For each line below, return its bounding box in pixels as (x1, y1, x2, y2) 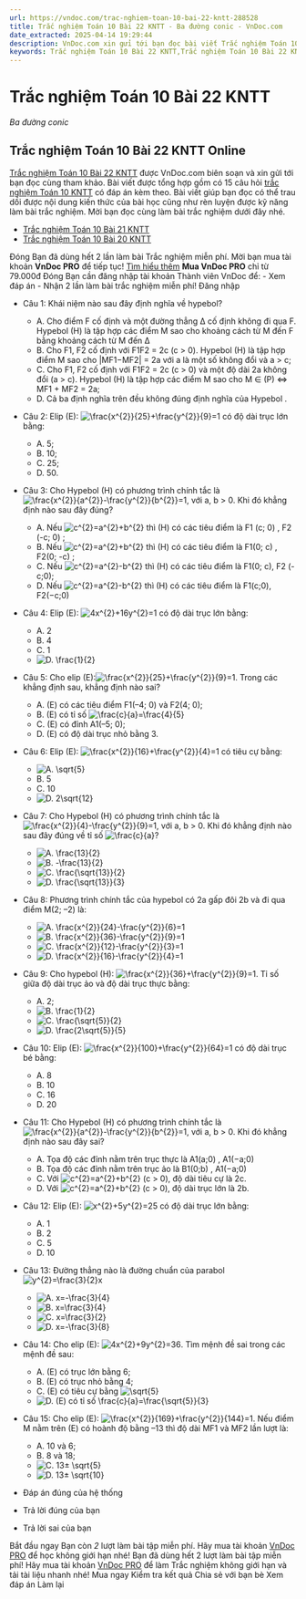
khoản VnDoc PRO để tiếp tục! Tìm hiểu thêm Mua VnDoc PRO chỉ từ (9, 261, 270, 272)
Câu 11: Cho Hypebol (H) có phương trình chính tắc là (22, 1116, 222, 1127)
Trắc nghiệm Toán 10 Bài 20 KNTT (22, 234, 152, 244)
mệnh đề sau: (22, 1348, 75, 1359)
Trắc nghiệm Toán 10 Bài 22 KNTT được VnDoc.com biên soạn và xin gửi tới (9, 167, 294, 178)
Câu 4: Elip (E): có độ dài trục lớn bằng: (22, 607, 249, 618)
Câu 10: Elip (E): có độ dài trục (22, 1042, 287, 1054)
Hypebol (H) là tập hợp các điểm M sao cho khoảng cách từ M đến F (36, 325, 294, 336)
